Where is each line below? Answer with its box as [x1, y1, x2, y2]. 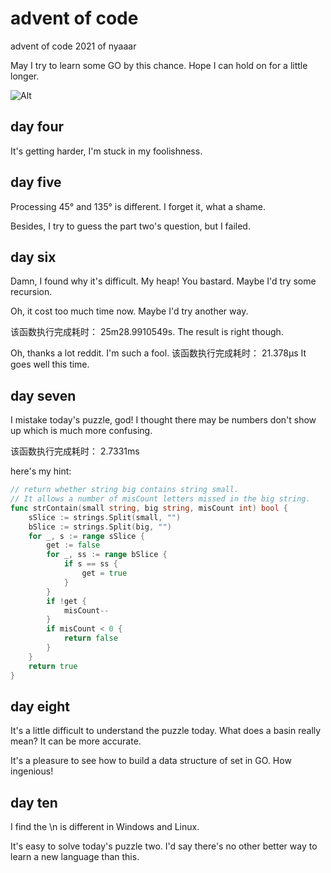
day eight [10, 698, 70, 715]
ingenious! [10, 765, 54, 777]
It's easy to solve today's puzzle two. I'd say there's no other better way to [10, 840, 318, 852]
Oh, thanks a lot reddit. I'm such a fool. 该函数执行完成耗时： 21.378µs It [10, 347, 307, 359]
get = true [81, 568, 128, 579]
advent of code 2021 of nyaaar [10, 40, 137, 52]
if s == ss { [63, 559, 118, 569]
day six [10, 248, 57, 266]
